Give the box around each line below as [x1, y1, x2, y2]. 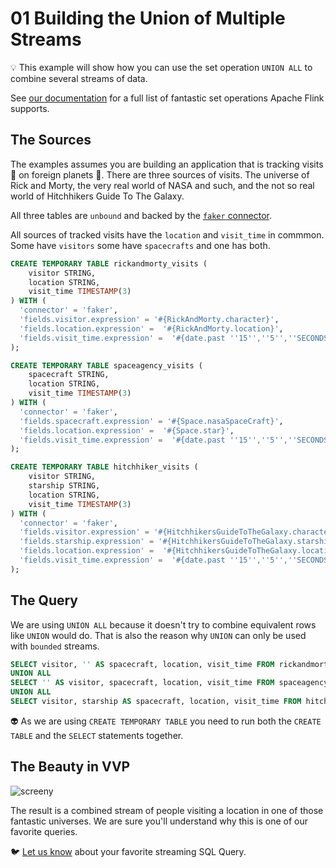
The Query [10, 592, 78, 609]
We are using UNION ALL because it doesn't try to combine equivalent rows [10, 618, 317, 631]
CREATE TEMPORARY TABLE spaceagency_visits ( [10, 360, 203, 371]
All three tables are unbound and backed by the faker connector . [10, 209, 273, 221]
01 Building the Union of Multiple [10, 7, 286, 30]
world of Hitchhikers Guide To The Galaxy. [10, 190, 185, 202]
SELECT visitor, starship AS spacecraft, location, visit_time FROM [10, 697, 302, 707]
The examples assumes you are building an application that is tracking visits [10, 158, 324, 170]
